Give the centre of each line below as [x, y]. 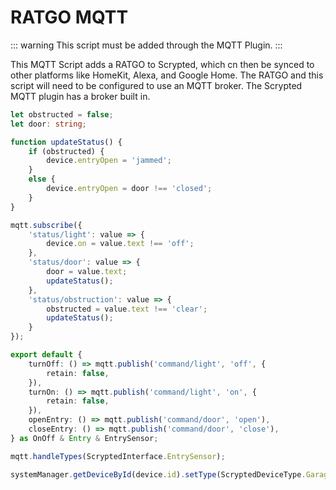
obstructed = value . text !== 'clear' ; [127, 309]
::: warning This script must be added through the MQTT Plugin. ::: [146, 45]
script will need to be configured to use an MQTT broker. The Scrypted [156, 85]
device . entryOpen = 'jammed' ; [109, 161]
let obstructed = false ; [62, 114]
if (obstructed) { [66, 151]
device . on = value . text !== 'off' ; [120, 244]
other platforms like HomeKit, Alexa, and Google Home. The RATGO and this [167, 75]
